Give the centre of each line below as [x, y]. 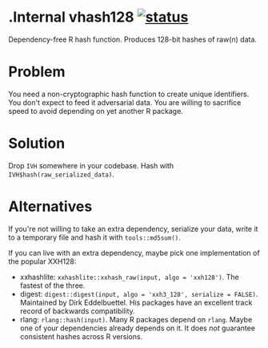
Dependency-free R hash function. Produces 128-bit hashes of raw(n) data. [133, 39]
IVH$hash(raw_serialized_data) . [61, 174]
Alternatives [50, 206]
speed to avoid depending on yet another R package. [96, 111]
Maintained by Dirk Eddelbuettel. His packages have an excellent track [136, 302]
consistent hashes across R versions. [81, 336]
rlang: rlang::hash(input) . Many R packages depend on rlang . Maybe [136, 319]
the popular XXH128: [42, 261]
